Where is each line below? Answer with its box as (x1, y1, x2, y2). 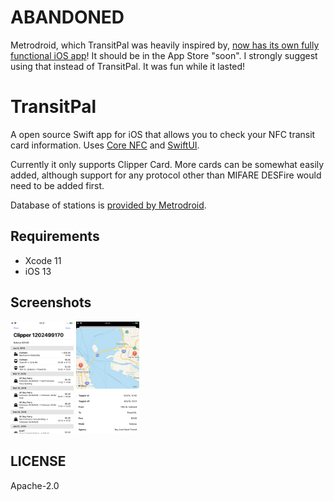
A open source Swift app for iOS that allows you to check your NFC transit (10, 128, 316, 140)
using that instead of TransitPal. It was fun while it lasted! (10, 60, 246, 72)
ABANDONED (10, 6, 125, 29)
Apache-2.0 (10, 479, 60, 491)
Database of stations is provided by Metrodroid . (10, 199, 207, 211)
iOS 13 (24, 265, 52, 277)
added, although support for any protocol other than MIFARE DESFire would (10, 169, 322, 181)
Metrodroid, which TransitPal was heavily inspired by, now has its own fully (10, 39, 320, 51)
